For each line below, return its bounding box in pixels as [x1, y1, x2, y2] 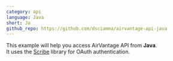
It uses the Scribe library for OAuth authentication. [6, 48, 130, 56]
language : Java [6, 14, 44, 20]
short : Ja [6, 20, 31, 26]
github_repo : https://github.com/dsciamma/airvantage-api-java [6, 25, 168, 32]
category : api [6, 8, 42, 15]
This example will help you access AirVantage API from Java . [6, 42, 157, 49]
